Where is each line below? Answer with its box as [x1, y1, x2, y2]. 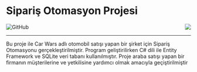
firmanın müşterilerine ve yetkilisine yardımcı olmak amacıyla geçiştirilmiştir [6, 59, 188, 66]
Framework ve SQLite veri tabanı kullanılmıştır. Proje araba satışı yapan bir [6, 53, 185, 60]
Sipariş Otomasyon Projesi [6, 4, 138, 18]
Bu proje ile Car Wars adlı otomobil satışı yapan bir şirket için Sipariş [6, 40, 170, 47]
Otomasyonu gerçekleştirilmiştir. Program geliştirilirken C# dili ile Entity [6, 46, 177, 53]
